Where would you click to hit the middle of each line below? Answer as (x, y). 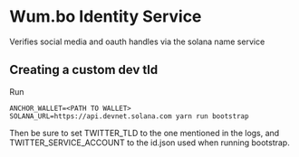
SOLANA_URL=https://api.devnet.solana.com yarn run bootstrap (129, 116)
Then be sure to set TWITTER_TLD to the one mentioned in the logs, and (145, 133)
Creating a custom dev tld (84, 70)
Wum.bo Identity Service (106, 17)
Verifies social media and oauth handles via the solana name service (137, 42)
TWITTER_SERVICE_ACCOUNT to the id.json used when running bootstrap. (149, 143)
